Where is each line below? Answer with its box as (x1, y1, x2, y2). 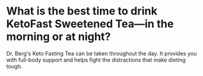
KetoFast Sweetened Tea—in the (6, 17, 174, 31)
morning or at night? (6, 30, 111, 43)
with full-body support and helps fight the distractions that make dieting (6, 56, 186, 63)
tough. (6, 62, 23, 70)
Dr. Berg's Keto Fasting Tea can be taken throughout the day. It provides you (6, 49, 197, 57)
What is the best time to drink (6, 4, 158, 18)
